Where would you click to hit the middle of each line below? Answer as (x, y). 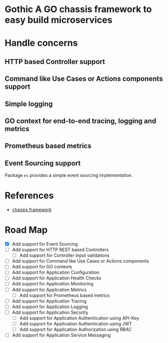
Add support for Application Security (50, 312)
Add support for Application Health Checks (57, 278)
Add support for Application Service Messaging (61, 335)
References (29, 196)
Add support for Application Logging (50, 307)
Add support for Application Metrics (49, 290)
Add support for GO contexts (42, 267)
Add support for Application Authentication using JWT (76, 323)
